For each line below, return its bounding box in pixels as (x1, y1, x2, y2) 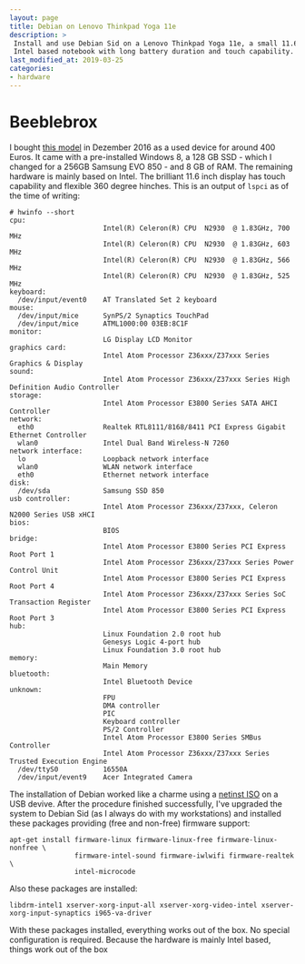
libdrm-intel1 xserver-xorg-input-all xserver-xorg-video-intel (9, 900, 258, 909)
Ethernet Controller (9, 430, 88, 439)
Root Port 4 (9, 581, 54, 591)
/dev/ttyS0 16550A (17, 765, 128, 774)
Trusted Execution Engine (9, 757, 107, 766)
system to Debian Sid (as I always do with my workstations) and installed (9, 808, 281, 818)
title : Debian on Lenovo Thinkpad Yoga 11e (9, 22, 177, 31)
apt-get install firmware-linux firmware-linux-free (9, 835, 213, 844)
